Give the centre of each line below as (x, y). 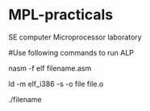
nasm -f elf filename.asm (50, 68)
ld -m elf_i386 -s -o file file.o (56, 84)
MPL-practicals (61, 15)
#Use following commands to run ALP (71, 52)
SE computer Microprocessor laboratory (75, 37)
